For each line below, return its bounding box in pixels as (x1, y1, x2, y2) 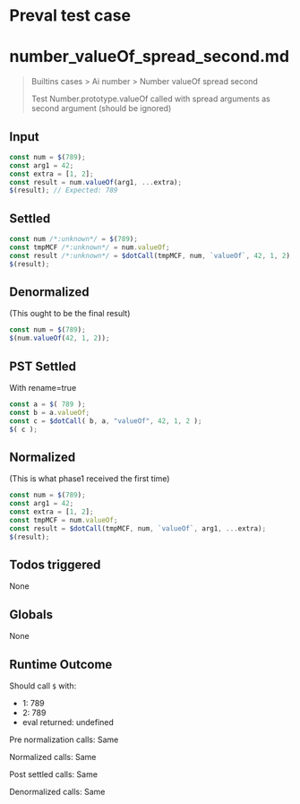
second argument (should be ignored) (30, 103, 172, 114)
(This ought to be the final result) (9, 308, 131, 319)
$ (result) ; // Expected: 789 (9, 186, 118, 195)
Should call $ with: (9, 680, 77, 691)
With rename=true (9, 383, 77, 393)
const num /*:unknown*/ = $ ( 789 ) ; (9, 235, 139, 244)
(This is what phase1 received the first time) (9, 473, 170, 484)
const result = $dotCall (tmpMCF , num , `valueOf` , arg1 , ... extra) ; (9, 523, 267, 533)
